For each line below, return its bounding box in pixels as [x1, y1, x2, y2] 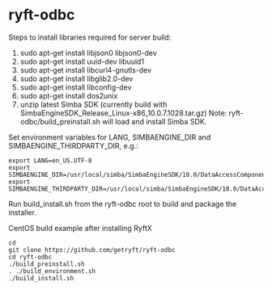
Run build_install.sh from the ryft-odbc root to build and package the [8, 199, 237, 208]
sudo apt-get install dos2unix [19, 90, 118, 100]
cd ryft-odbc [8, 253, 53, 261]
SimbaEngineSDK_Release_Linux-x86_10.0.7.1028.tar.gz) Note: [19, 107, 227, 118]
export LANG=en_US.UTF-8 [8, 156, 92, 165]
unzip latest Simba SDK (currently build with [19, 99, 168, 109]
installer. [8, 208, 36, 217]
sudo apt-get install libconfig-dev [19, 82, 132, 92]
